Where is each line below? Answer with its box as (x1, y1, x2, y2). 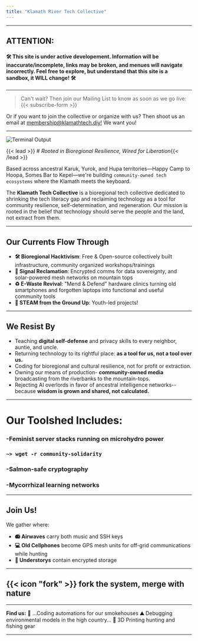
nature (6, 588, 31, 599)
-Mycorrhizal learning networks (6, 480, 100, 489)
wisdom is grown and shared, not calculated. (37, 387, 150, 394)
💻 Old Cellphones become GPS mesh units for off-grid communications (14, 541, 191, 549)
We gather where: (6, 521, 49, 528)
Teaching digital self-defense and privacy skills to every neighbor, (14, 337, 177, 344)
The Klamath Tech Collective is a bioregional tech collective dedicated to (6, 189, 186, 197)
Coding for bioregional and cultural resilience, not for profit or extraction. (14, 362, 192, 369)
